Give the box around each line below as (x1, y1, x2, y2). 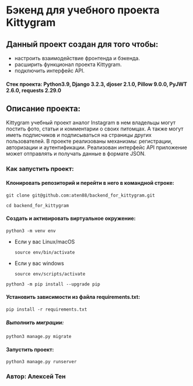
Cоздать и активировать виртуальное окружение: (6, 215, 136, 222)
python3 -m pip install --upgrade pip (6, 281, 100, 287)
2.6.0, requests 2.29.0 (6, 87, 61, 94)
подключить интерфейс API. (14, 67, 85, 74)
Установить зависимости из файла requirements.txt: (6, 294, 141, 301)
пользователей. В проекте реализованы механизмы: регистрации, (6, 138, 173, 145)
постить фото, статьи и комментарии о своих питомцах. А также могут (6, 125, 184, 132)
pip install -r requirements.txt (6, 306, 87, 312)
